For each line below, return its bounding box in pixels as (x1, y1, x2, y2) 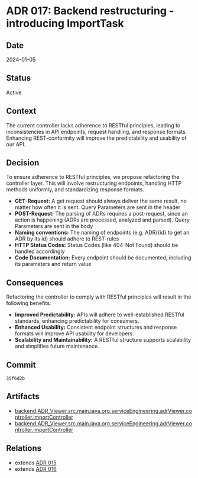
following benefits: (6, 300, 51, 307)
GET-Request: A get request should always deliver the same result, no (14, 197, 187, 205)
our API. (6, 140, 26, 147)
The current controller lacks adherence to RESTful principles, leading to (6, 121, 181, 129)
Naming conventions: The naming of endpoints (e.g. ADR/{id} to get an (14, 229, 190, 236)
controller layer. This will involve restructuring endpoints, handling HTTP (6, 179, 182, 187)
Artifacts (6, 392, 40, 402)
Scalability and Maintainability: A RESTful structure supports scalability (14, 336, 191, 344)
